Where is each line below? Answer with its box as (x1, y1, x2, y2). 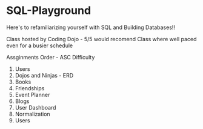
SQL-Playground (6, 4, 92, 18)
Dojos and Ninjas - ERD (15, 71, 74, 79)
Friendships (15, 84, 45, 91)
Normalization (15, 110, 50, 117)
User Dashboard (15, 104, 56, 111)
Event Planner (15, 91, 50, 98)
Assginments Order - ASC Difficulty (6, 53, 95, 61)
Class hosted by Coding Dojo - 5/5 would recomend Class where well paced (6, 35, 197, 42)
